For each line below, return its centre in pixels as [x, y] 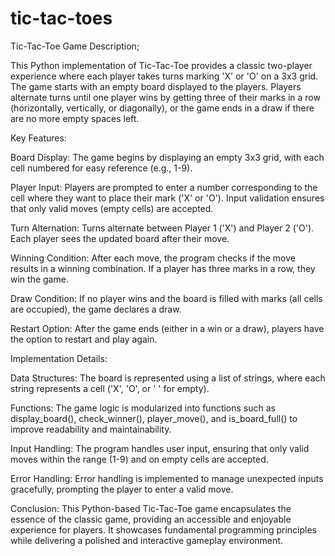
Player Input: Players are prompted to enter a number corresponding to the [164, 187]
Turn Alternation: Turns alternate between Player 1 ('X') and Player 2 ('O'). [162, 228]
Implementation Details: [59, 358]
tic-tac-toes [61, 18]
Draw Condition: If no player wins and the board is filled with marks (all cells [166, 298]
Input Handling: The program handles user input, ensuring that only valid [160, 448]
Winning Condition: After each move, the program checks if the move [153, 258]
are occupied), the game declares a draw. [96, 309]
